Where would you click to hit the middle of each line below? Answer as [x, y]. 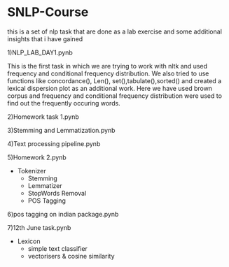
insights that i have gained [45, 38]
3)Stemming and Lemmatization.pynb [61, 130]
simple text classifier [57, 248]
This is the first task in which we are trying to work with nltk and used [107, 66]
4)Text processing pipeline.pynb [54, 143]
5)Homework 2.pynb [37, 157]
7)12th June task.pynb [39, 227]
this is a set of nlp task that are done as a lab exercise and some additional [115, 31]
